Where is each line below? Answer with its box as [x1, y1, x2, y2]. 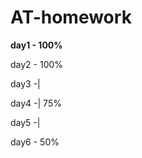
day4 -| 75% [10, 97, 62, 109]
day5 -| [10, 116, 41, 128]
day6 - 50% [10, 136, 60, 148]
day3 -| [10, 77, 41, 90]
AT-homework [10, 6, 132, 29]
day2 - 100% [10, 58, 64, 70]
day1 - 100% [10, 39, 63, 51]
